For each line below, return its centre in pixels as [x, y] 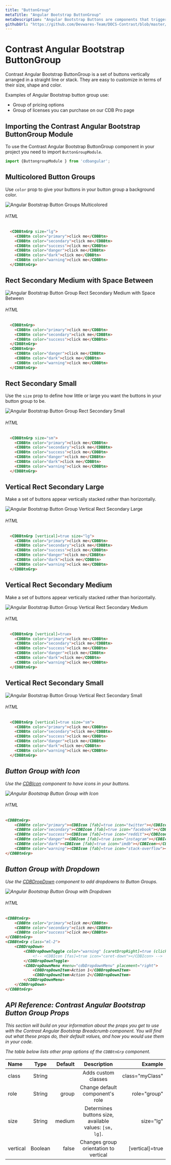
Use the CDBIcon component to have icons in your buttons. [67, 783]
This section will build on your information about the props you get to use [82, 1025]
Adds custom [98, 1072]
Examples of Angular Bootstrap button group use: [57, 95]
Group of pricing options [38, 105]
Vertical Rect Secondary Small [54, 683]
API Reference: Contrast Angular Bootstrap [76, 1005]
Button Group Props [37, 1013]
